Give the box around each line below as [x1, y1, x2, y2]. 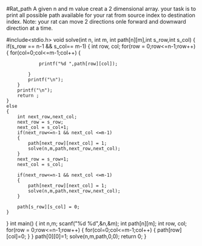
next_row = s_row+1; [17, 156, 69, 162]
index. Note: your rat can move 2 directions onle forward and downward [6, 18, 186, 25]
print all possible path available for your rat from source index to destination [6, 12, 196, 19]
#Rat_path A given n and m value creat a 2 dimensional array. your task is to [6, 5, 196, 12]
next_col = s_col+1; [17, 124, 69, 130]
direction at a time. [6, 24, 53, 32]
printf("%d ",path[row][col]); [38, 61, 118, 67]
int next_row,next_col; [17, 114, 78, 120]
